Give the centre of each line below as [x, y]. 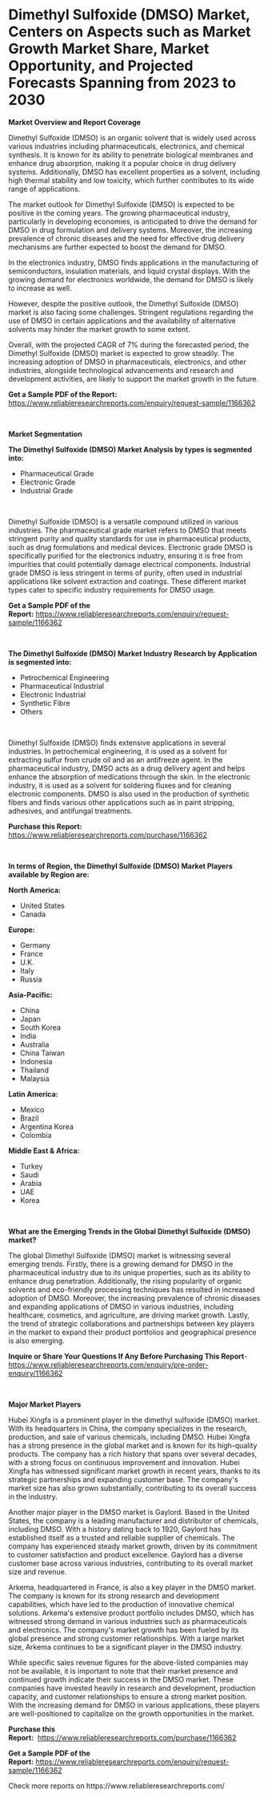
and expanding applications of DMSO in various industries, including [121, 1306]
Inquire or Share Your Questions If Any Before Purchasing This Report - [128, 1356]
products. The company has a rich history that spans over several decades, [133, 1454]
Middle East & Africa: [44, 1150]
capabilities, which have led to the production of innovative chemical [121, 1604]
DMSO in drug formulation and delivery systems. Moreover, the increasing [130, 229]
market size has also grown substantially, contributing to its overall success [133, 1488]
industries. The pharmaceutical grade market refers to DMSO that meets [127, 530]
